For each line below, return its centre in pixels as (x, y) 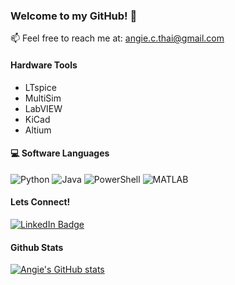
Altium (38, 130)
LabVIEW (43, 108)
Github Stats (37, 247)
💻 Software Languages (60, 153)
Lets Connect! (40, 202)
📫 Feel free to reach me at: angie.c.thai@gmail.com (117, 38)
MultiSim (43, 98)
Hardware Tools (44, 65)
